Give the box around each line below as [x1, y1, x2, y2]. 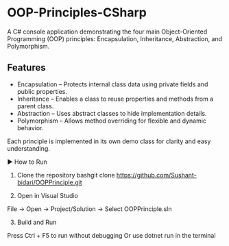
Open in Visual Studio [16, 191, 79, 199]
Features [7, 62, 46, 73]
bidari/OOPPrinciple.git [16, 178, 82, 186]
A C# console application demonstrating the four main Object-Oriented [7, 27, 208, 36]
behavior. [16, 123, 44, 132]
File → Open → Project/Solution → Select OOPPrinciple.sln [7, 204, 173, 213]
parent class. [16, 101, 54, 110]
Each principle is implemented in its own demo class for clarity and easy [7, 137, 211, 145]
